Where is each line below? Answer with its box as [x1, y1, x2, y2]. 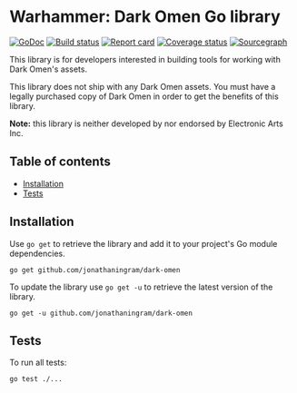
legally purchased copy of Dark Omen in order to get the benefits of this [9, 91, 279, 102]
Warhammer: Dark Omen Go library [9, 6, 282, 27]
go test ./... [9, 375, 64, 384]
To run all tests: [9, 357, 67, 368]
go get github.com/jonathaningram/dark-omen [9, 265, 181, 274]
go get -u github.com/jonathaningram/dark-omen [9, 309, 193, 318]
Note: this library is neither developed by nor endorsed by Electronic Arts [9, 118, 283, 129]
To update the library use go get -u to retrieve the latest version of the [9, 281, 273, 292]
